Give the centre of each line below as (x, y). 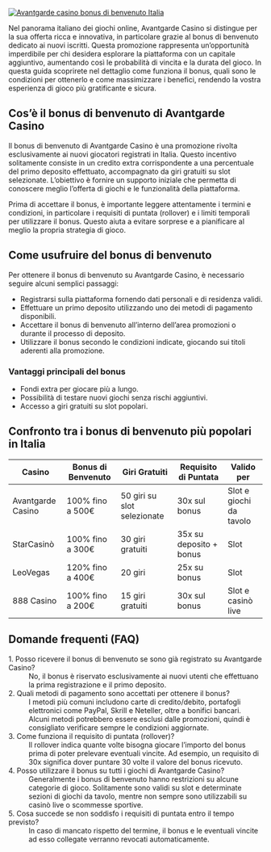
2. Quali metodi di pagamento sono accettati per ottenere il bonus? (119, 693)
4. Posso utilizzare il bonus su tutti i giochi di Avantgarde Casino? (117, 770)
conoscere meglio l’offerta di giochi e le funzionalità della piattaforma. (124, 188)
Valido (243, 467)
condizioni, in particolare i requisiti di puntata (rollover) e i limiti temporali (129, 212)
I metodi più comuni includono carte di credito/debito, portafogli (135, 702)
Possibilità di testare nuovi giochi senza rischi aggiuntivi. (114, 397)
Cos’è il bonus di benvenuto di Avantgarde (117, 113)
